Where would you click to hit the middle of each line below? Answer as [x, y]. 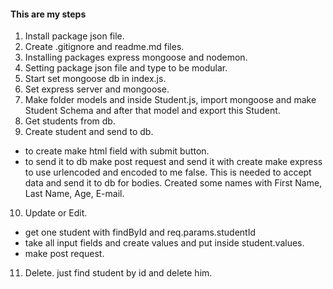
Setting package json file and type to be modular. [126, 68]
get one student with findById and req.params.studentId [140, 232]
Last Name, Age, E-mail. [74, 194]
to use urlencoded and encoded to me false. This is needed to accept [168, 172]
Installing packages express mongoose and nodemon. [136, 57]
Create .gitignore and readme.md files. [104, 47]
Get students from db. [70, 121]
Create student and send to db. [89, 132]
